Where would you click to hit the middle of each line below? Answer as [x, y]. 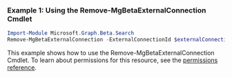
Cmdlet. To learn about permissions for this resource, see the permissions [113, 60]
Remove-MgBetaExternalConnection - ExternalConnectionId [89, 40]
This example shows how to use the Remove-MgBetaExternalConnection [111, 53]
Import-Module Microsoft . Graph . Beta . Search [71, 33]
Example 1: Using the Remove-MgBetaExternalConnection [107, 10]
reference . [22, 68]
